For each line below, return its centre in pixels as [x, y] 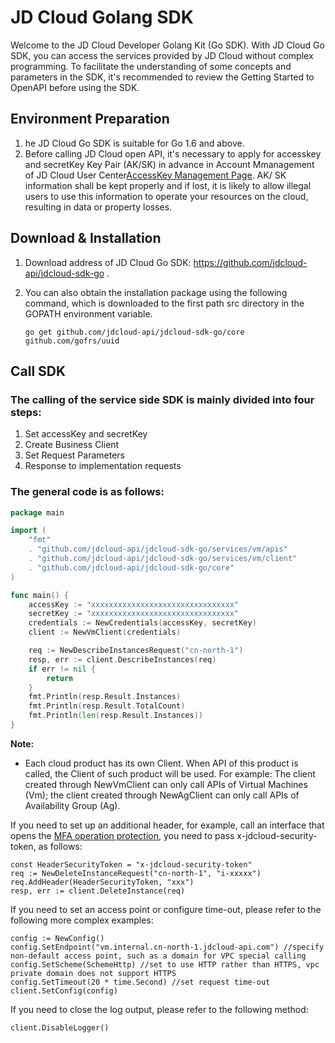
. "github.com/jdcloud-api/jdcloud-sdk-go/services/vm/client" [163, 559]
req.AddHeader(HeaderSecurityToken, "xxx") [102, 882]
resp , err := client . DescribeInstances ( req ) [122, 659]
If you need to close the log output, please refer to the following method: [159, 1009]
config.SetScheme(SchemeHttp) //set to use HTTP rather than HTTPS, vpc [165, 964]
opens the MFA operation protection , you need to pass [122, 835]
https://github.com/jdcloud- [250, 262]
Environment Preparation [90, 119]
